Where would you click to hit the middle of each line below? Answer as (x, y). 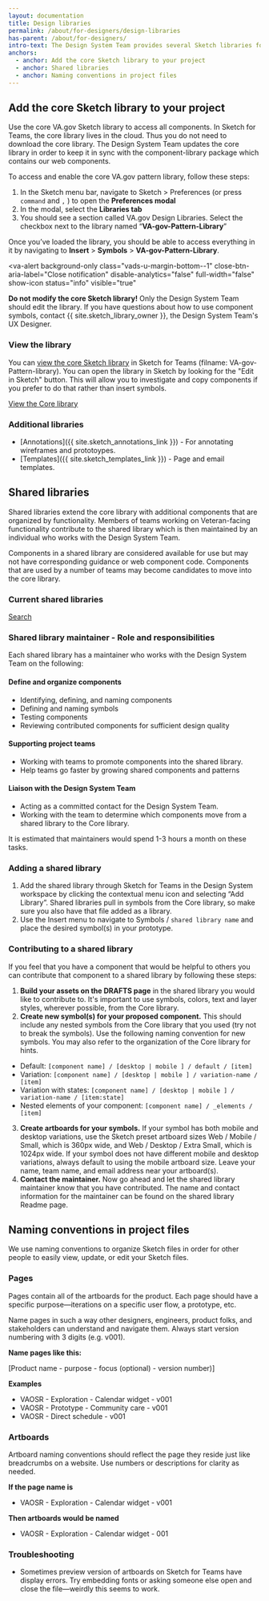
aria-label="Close (37, 274)
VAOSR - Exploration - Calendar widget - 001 (94, 1534)
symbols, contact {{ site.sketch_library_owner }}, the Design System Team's (133, 316)
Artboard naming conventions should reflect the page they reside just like (129, 1455)
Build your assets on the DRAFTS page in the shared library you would (137, 991)
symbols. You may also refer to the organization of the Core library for (135, 1042)
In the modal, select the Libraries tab (81, 209)
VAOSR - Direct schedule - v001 (72, 1416)
